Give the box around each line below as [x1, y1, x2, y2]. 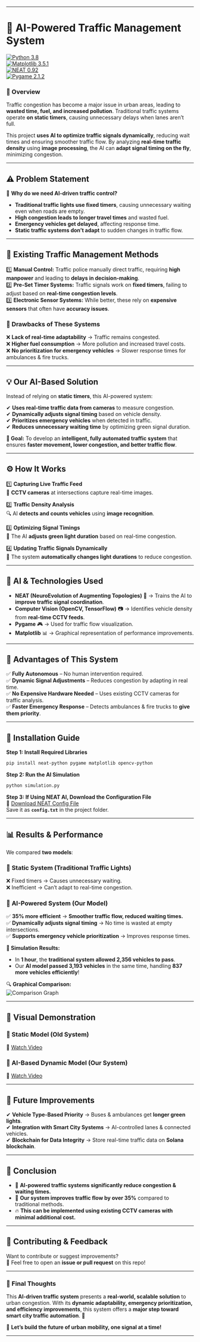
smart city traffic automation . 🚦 [6, 1312, 85, 1319]
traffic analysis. [6, 697, 44, 704]
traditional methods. [14, 1200, 64, 1208]
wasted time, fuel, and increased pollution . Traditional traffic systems [6, 108, 179, 115]
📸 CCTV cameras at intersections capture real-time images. [6, 488, 154, 496]
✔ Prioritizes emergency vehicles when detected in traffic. [6, 417, 152, 424]
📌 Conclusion [6, 1166, 57, 1176]
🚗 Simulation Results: [6, 944, 60, 952]
